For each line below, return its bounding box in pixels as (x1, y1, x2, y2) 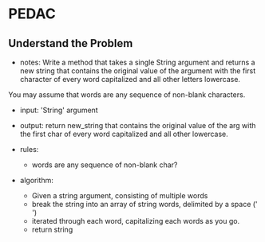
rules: (19, 145, 39, 154)
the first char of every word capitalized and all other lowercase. (19, 129, 229, 139)
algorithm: (19, 176, 53, 185)
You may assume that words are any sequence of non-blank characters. (8, 90, 246, 100)
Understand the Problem (8, 37, 133, 50)
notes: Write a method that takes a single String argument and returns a (19, 57, 255, 67)
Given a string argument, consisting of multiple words (31, 191, 208, 200)
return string (31, 224, 73, 234)
